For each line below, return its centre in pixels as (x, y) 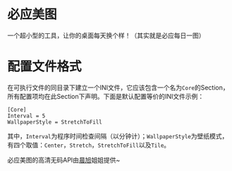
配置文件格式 (45, 67)
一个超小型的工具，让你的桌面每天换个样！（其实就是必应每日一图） (106, 35)
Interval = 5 (26, 116)
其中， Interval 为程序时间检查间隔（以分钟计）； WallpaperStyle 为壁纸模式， (118, 136)
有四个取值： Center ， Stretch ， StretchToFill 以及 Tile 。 (89, 145)
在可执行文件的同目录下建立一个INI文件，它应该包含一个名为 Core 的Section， (118, 87)
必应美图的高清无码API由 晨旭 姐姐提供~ (64, 160)
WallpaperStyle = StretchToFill (55, 122)
